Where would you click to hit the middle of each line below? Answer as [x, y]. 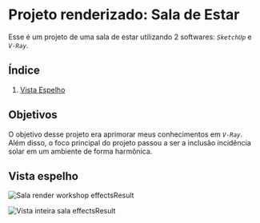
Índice [24, 71]
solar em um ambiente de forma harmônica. [80, 151]
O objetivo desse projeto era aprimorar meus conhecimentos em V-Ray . [126, 134]
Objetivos [33, 115]
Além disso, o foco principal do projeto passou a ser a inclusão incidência [130, 142]
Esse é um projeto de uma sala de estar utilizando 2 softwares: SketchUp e [130, 37]
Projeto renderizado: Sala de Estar [124, 15]
